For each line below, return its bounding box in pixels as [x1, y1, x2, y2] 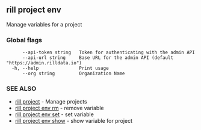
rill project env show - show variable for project [14, 117, 133, 125]
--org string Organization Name [22, 70, 125, 77]
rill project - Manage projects [14, 98, 87, 105]
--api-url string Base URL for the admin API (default [22, 55, 173, 61]
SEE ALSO [6, 84, 37, 93]
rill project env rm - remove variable [14, 105, 104, 112]
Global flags [6, 36, 42, 44]
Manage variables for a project [6, 20, 82, 28]
